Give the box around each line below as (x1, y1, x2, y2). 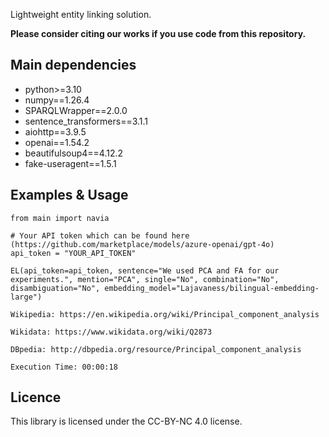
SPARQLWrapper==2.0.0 (24, 104, 128, 116)
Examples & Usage (10, 187, 129, 204)
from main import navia (10, 213, 110, 223)
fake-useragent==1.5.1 (24, 157, 117, 169)
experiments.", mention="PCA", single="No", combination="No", (10, 274, 280, 284)
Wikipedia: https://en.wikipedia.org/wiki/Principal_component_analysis (10, 309, 320, 319)
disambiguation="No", (10, 283, 101, 293)
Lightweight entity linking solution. (10, 9, 152, 20)
